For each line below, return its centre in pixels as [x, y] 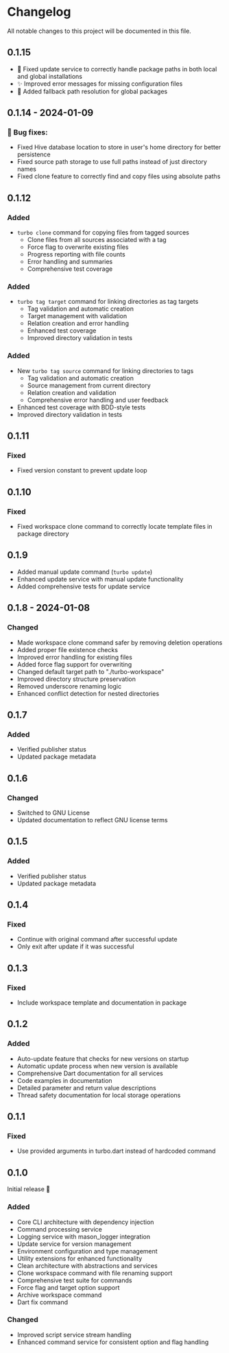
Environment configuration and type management [87, 1251]
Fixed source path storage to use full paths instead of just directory [112, 162]
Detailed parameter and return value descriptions [86, 1088]
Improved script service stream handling [74, 1334]
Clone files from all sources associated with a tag [97, 240]
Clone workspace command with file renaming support [95, 1273]
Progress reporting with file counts [76, 254]
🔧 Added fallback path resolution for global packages [92, 91]
